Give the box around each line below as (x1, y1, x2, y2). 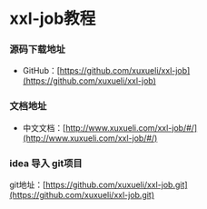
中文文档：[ (22, 122, 66, 133)
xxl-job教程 (9, 8, 96, 29)
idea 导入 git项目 (9, 156, 84, 169)
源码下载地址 (9, 43, 66, 55)
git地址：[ (9, 179, 46, 191)
